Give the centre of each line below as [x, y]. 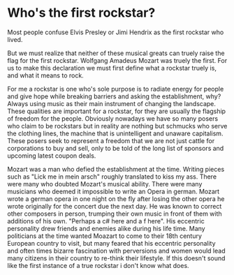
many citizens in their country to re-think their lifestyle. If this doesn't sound [116, 258]
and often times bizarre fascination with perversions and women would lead [116, 251]
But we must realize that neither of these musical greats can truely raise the [116, 53]
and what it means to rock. [45, 75]
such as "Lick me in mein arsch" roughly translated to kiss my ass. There [112, 177]
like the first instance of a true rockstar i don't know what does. [98, 265]
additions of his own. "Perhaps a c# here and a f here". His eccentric [106, 221]
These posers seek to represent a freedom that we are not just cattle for [111, 140]
